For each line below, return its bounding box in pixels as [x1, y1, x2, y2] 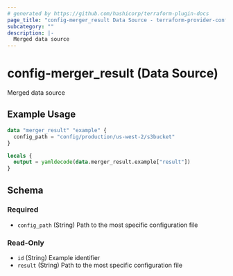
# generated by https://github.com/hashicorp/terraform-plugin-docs [7, 10, 209, 17]
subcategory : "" [7, 23, 54, 30]
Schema [7, 184, 44, 196]
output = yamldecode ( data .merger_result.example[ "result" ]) [13, 158, 191, 166]
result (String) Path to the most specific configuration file [17, 261, 182, 270]
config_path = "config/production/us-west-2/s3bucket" [13, 133, 175, 140]
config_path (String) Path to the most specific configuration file [17, 221, 198, 229]
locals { [7, 152, 33, 159]
